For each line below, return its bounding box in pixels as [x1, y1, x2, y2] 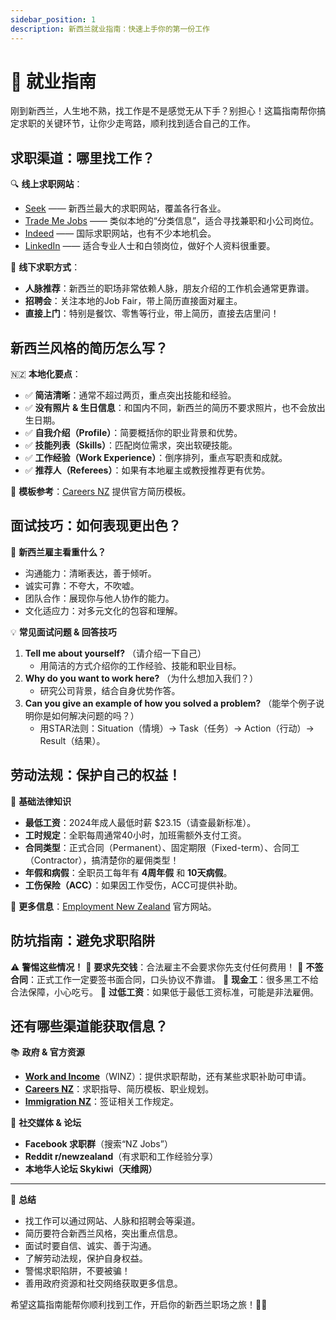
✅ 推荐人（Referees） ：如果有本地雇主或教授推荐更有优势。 [24, 464, 271, 476]
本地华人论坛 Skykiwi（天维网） [24, 1163, 158, 1175]
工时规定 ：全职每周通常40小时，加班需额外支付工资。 [24, 829, 247, 841]
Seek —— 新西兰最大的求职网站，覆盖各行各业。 [24, 202, 227, 215]
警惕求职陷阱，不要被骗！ [24, 1265, 131, 1277]
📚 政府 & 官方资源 [10, 1046, 85, 1058]
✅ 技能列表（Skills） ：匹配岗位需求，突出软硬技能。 [24, 439, 238, 451]
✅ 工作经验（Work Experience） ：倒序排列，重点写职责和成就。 [24, 452, 288, 464]
